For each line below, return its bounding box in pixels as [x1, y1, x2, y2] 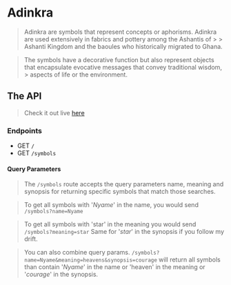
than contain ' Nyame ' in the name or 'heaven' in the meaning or [23, 263, 205, 271]
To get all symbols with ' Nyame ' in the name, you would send [23, 201, 199, 209]
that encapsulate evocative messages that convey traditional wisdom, [23, 63, 223, 71]
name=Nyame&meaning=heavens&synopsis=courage [23, 257, 157, 264]
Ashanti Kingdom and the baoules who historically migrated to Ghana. [23, 42, 223, 50]
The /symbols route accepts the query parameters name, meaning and [23, 180, 224, 188]
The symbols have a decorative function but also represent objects [23, 55, 215, 63]
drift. [23, 235, 38, 243]
